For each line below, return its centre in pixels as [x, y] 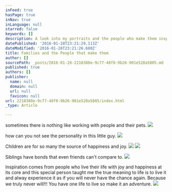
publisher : [17, 77]
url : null [20, 91]
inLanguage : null [24, 24]
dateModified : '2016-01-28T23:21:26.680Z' [51, 48]
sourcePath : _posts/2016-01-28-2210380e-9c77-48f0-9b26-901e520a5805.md [84, 63]
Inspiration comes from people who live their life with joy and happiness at [84, 167]
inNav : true [18, 20]
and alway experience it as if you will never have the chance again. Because [86, 178]
